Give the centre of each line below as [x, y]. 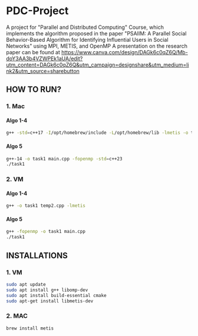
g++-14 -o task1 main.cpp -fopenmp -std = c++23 [64, 159]
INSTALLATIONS [37, 256]
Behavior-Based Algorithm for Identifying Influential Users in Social [88, 39]
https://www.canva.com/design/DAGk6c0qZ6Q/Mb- [125, 52]
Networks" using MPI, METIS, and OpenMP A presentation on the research [97, 46]
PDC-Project [37, 11]
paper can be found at [33, 52]
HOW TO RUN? [34, 90]
